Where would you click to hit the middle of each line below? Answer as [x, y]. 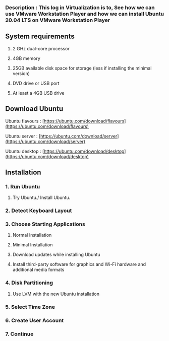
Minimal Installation [33, 245]
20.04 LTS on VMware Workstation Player [58, 20]
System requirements [40, 37]
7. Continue [19, 334]
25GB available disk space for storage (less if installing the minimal [82, 68]
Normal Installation [32, 235]
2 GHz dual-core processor [41, 48]
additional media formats [38, 270]
